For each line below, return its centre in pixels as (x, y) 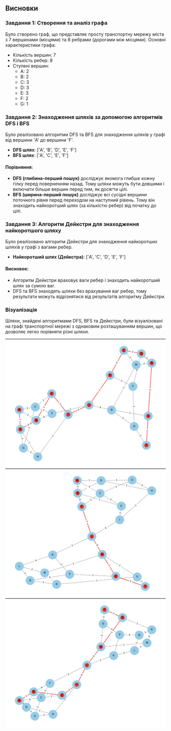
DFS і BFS (17, 123)
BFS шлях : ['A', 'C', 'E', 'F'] (40, 155)
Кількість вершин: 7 (34, 55)
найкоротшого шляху (33, 231)
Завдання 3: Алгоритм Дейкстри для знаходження (72, 224)
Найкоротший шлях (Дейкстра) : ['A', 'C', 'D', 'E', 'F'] (69, 257)
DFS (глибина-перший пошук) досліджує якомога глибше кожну (84, 178)
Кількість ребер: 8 (33, 60)
